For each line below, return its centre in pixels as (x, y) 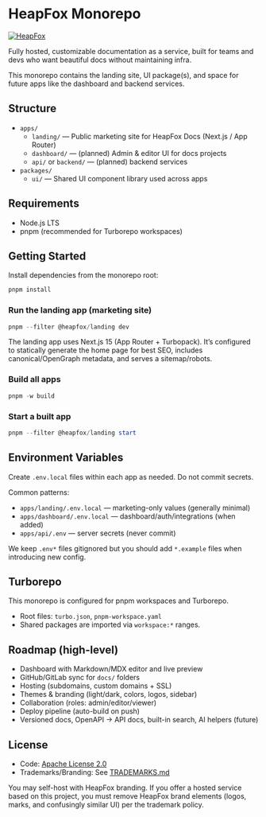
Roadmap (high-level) (64, 650)
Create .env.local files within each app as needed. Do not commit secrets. (131, 477)
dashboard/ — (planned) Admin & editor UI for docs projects (129, 153)
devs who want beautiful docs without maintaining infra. (100, 60)
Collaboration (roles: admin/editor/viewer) (88, 703)
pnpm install (30, 290)
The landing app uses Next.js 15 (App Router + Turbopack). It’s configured (130, 342)
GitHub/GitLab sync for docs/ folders (80, 678)
